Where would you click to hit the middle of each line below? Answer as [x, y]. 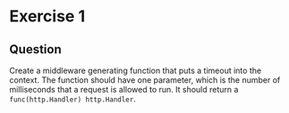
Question [35, 49]
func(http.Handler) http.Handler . [72, 99]
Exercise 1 [47, 16]
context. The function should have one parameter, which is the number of [145, 80]
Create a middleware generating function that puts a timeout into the [136, 70]
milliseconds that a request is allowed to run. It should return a [124, 89]
